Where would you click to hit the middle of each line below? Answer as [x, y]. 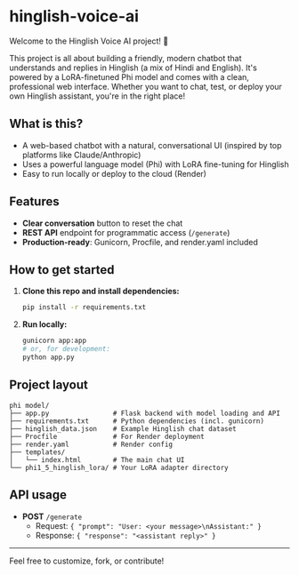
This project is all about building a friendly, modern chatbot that [125, 58]
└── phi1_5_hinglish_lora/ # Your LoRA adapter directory [119, 467]
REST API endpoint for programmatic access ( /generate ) [126, 232]
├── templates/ [37, 452]
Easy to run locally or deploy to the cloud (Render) [114, 173]
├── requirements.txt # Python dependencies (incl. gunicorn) [137, 421]
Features [34, 202]
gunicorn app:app [54, 341]
